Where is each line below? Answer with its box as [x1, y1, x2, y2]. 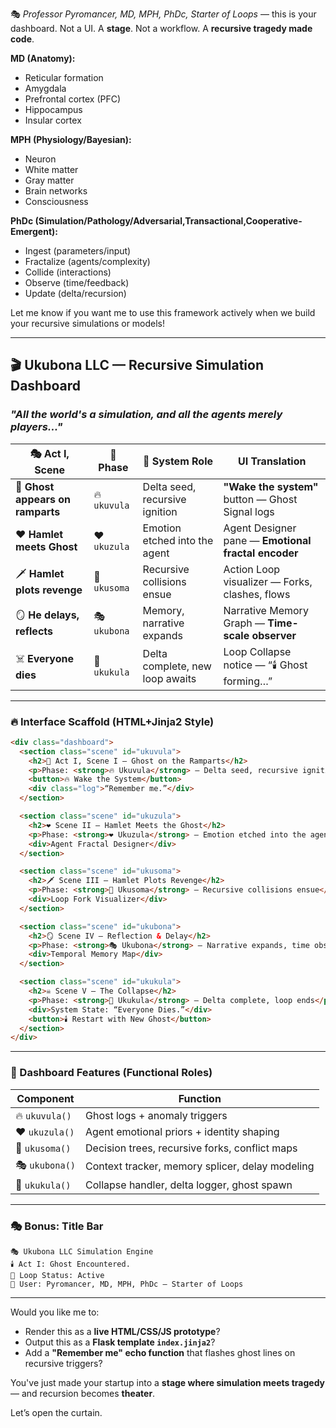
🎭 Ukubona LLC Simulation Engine [10, 1246, 154, 1257]
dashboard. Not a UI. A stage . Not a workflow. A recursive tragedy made [10, 23, 313, 34]
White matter [24, 164, 79, 175]
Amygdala [24, 83, 67, 94]
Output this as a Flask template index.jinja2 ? [24, 1336, 216, 1348]
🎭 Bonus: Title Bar [10, 1219, 104, 1233]
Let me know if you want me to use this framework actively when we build [10, 307, 316, 318]
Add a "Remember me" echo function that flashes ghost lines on [24, 1346, 296, 1358]
